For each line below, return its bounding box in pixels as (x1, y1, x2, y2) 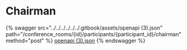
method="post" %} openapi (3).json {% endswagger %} (5, 37, 146, 44)
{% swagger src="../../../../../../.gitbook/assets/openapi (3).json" (5, 24, 163, 31)
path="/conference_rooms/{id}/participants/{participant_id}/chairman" (5, 30, 182, 37)
